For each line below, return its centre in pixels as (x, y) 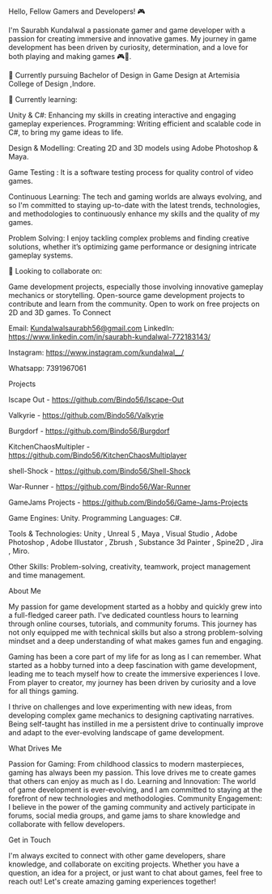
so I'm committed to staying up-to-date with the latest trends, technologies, (134, 205)
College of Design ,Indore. (52, 84)
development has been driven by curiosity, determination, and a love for (128, 47)
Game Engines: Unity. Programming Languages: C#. (95, 518)
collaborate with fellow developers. (67, 824)
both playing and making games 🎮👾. (70, 56)
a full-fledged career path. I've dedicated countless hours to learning (123, 615)
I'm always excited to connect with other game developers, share (117, 856)
